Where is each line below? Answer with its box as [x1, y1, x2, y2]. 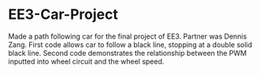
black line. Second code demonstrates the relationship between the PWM [8, 48, 247, 57]
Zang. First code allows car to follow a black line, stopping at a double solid [8, 39, 253, 49]
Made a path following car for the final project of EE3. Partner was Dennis [8, 31, 247, 41]
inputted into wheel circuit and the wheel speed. [8, 57, 165, 66]
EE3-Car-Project [8, 6, 118, 24]
